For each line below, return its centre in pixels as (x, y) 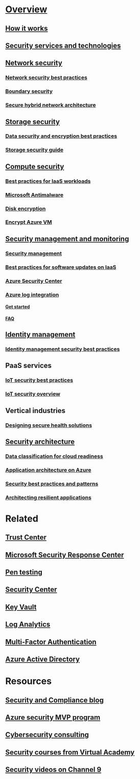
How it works (27, 28)
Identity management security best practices (63, 349)
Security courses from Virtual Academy (70, 752)
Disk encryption (26, 208)
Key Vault (21, 607)
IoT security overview (33, 394)
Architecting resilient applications (49, 497)
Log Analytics (28, 625)
